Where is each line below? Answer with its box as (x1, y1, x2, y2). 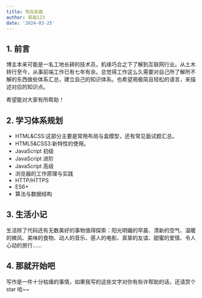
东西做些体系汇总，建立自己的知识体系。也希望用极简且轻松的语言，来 (16, 76, 191, 83)
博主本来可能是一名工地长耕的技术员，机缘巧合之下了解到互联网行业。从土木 (6, 61, 196, 68)
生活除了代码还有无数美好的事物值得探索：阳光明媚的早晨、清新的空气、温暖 (6, 227, 196, 234)
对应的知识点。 (11, 84, 49, 91)
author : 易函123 (6, 14, 45, 20)
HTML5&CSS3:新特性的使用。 (14, 140, 89, 147)
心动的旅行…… (6, 242, 42, 249)
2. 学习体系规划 (6, 115, 63, 126)
